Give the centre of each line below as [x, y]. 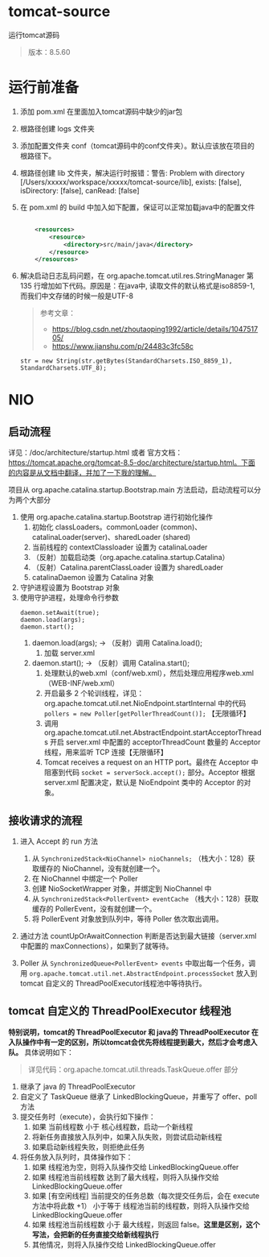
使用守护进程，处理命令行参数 [69, 598]
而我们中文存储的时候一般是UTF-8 [77, 296]
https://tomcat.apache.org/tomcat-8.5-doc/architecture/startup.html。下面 [132, 463]
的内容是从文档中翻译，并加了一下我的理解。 [82, 473]
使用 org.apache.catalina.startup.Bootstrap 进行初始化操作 [116, 517]
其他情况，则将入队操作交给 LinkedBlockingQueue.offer [124, 1244]
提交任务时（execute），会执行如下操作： [88, 1116]
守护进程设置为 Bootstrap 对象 [70, 587]
